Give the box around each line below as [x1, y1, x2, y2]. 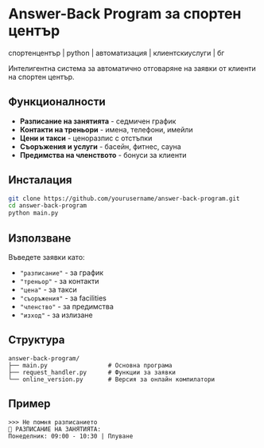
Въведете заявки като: [8, 253, 85, 261]
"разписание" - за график [19, 268, 104, 277]
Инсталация [8, 173, 72, 187]
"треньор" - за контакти [19, 277, 99, 285]
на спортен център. [8, 72, 75, 81]
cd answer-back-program [8, 202, 87, 210]
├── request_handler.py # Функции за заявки [8, 368, 177, 376]
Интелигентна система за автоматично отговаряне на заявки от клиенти [8, 63, 256, 73]
